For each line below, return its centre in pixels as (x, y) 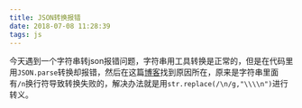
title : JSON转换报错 (45, 18)
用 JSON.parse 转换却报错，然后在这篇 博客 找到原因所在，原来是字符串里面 (144, 72)
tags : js (26, 34)
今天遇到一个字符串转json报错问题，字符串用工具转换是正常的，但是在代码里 (151, 61)
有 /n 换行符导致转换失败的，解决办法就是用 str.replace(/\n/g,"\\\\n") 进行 (149, 84)
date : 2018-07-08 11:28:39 (60, 26)
